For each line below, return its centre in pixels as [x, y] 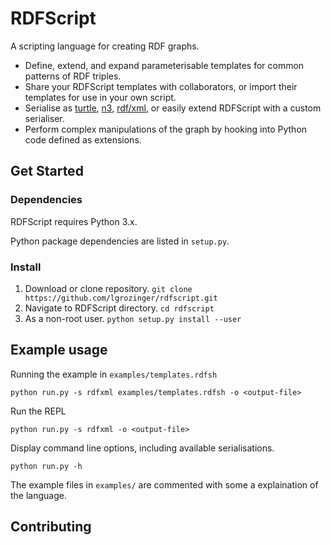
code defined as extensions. [83, 139]
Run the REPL [38, 411]
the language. [38, 495]
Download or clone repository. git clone [108, 288]
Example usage [59, 350]
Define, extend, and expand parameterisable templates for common [164, 65]
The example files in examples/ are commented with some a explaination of [164, 484]
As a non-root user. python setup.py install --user [133, 318]
